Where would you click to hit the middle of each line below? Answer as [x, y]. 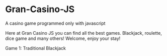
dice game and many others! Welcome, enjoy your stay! [63, 38]
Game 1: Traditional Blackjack [36, 48]
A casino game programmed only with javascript [55, 23]
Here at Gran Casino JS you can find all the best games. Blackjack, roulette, [83, 33]
